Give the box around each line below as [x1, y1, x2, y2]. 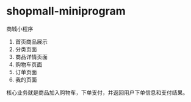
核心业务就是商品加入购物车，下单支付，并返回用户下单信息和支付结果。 [6, 89, 188, 96]
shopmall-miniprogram [6, 4, 126, 18]
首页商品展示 [15, 38, 48, 45]
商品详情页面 [15, 53, 48, 60]
